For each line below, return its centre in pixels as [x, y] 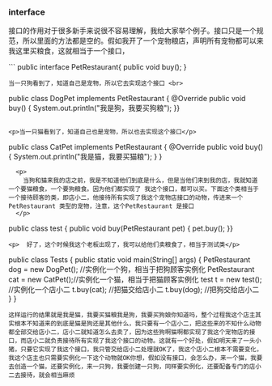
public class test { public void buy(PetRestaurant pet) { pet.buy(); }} [121, 228]
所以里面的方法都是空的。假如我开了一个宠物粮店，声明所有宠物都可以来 [143, 41]
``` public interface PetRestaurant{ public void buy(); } [98, 67]
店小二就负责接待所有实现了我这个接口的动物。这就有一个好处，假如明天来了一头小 [144, 341]
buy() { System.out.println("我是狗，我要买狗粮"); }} [94, 108]
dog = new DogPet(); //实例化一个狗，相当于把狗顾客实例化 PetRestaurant [132, 269]
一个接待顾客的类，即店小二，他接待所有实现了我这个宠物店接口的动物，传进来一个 [126, 198]
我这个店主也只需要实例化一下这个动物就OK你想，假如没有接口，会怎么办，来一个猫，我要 [136, 358]
